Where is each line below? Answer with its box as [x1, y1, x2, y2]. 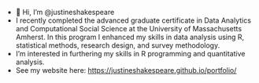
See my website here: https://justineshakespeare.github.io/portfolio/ [15, 66, 237, 74]
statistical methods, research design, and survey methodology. [15, 41, 220, 50]
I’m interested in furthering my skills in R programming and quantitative [15, 49, 246, 58]
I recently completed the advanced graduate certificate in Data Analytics [15, 16, 252, 25]
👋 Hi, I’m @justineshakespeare [15, 8, 115, 16]
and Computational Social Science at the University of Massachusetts [15, 24, 242, 33]
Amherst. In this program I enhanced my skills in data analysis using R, [15, 32, 245, 41]
